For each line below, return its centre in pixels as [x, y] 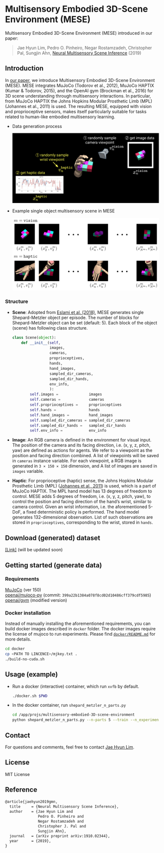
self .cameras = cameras [67, 400]
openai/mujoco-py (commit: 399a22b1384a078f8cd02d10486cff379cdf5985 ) [78, 595]
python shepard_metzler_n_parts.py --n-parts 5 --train [70, 720]
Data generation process [37, 126]
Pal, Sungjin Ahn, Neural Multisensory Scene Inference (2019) [79, 53]
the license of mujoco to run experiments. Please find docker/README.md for [80, 634]
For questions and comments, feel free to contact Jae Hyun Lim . [70, 747]
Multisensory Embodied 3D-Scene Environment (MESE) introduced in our [79, 33]
